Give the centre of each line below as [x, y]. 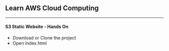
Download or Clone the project [44, 38]
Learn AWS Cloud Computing [52, 8]
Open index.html [29, 43]
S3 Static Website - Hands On [37, 26]
